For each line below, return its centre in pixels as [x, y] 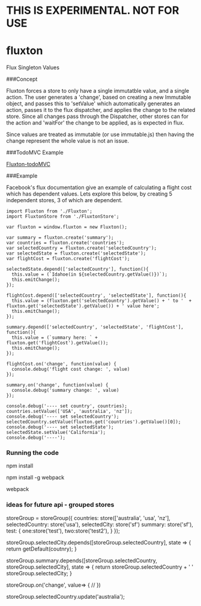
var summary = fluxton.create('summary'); [60, 238]
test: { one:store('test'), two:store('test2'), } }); [63, 531]
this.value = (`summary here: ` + [55, 338]
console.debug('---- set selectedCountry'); [63, 417]
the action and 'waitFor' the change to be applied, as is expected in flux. [95, 123]
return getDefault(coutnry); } [41, 549]
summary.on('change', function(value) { [58, 385]
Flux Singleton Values [33, 67]
